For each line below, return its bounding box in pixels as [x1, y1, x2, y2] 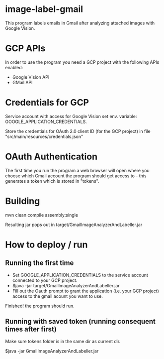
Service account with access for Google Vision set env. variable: [5, 113, 137, 119]
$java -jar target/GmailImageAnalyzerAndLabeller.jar [12, 282, 120, 288]
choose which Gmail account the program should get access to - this [5, 173, 147, 179]
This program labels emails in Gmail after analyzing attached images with [5, 20, 155, 26]
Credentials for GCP [5, 97, 89, 108]
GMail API [12, 79, 33, 85]
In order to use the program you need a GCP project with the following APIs [5, 59, 160, 65]
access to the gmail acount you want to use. [12, 293, 103, 299]
